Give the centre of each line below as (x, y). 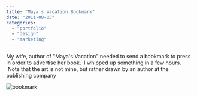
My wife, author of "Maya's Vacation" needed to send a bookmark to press (99, 56)
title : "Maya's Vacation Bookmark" (51, 12)
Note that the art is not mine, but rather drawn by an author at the (88, 69)
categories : (21, 23)
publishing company (31, 75)
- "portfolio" (29, 28)
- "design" (25, 34)
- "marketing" (29, 39)
